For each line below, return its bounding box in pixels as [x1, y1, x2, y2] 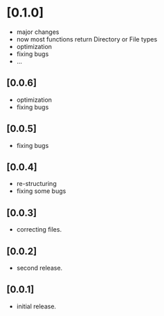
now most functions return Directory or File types [16, 35, 158, 43]
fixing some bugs [16, 187, 66, 195]
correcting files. [16, 225, 62, 234]
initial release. [16, 302, 57, 310]
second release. [16, 264, 63, 272]
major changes [16, 28, 60, 36]
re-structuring [16, 180, 57, 188]
